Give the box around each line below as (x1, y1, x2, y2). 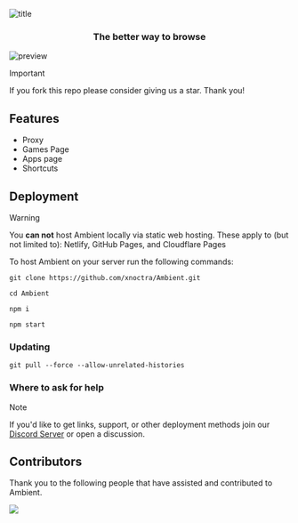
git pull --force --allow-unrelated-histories (9, 361, 185, 370)
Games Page (21, 144, 69, 155)
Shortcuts (21, 163, 59, 173)
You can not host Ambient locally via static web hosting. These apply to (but (9, 229, 289, 240)
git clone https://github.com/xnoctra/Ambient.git (9, 273, 201, 282)
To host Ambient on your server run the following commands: (9, 256, 234, 267)
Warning (9, 212, 40, 222)
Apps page (21, 154, 63, 165)
